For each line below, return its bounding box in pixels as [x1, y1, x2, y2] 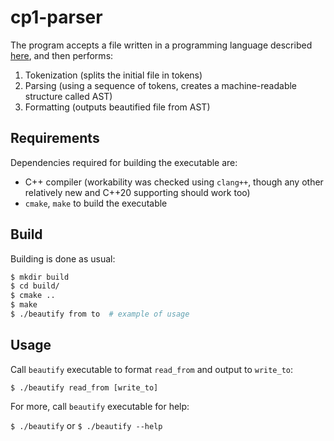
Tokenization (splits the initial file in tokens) [24, 69, 203, 81]
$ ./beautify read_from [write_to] [10, 382, 159, 393]
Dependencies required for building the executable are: [10, 156, 238, 168]
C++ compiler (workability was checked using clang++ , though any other [24, 176, 324, 188]
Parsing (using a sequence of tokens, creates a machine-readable [24, 79, 298, 91]
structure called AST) [24, 90, 113, 102]
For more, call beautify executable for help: [10, 400, 190, 412]
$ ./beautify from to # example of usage [10, 309, 190, 320]
